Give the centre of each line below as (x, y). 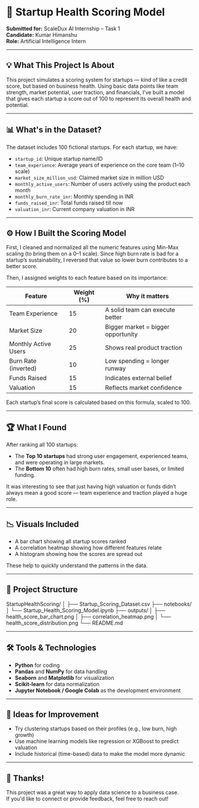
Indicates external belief (139, 378)
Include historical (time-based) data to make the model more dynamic (100, 754)
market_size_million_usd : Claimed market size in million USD (89, 177)
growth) (24, 735)
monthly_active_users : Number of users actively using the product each (102, 184)
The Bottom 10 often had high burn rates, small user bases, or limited (99, 469)
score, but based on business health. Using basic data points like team (92, 86)
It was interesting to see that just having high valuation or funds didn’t (91, 486)
